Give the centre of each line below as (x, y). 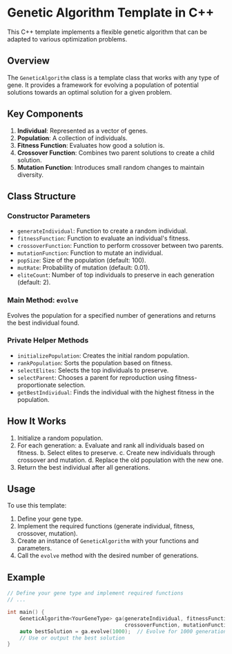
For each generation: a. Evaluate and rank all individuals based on (111, 445)
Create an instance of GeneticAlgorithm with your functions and (108, 541)
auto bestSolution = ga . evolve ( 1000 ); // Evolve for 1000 (106, 631)
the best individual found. (43, 323)
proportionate (37, 385)
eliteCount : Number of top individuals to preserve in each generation (116, 275)
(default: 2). (34, 282)
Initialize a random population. (60, 438)
